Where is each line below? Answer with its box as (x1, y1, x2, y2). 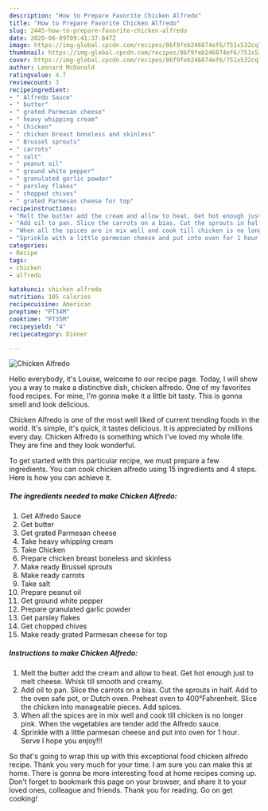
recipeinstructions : (9, 204, 78, 212)
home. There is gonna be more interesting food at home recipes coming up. (9, 769, 257, 778)
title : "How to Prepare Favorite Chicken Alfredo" (9, 19, 181, 27)
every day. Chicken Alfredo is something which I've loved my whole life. (9, 432, 245, 442)
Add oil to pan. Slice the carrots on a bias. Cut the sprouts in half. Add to (20, 685, 258, 695)
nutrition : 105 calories (9, 293, 91, 301)
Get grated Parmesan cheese (20, 528, 118, 538)
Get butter (20, 520, 55, 530)
